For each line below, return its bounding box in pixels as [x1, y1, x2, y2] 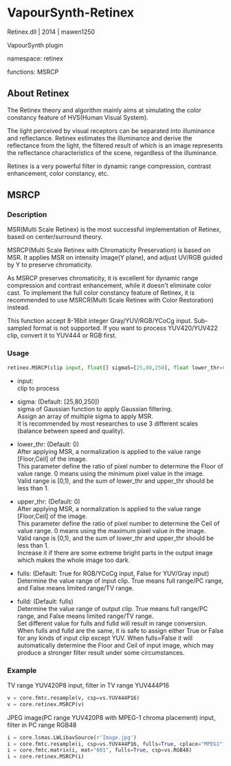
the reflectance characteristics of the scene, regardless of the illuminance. [7, 148, 219, 156]
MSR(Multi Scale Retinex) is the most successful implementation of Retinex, [7, 225, 221, 234]
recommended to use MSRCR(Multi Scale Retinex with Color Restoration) [7, 296, 214, 304]
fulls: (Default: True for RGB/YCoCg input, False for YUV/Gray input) [16, 569, 210, 577]
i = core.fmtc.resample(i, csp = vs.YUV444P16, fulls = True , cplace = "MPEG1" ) [7, 741, 226, 747]
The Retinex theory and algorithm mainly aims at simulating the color [7, 105, 201, 114]
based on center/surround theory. [7, 233, 103, 241]
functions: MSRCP [7, 68, 59, 76]
